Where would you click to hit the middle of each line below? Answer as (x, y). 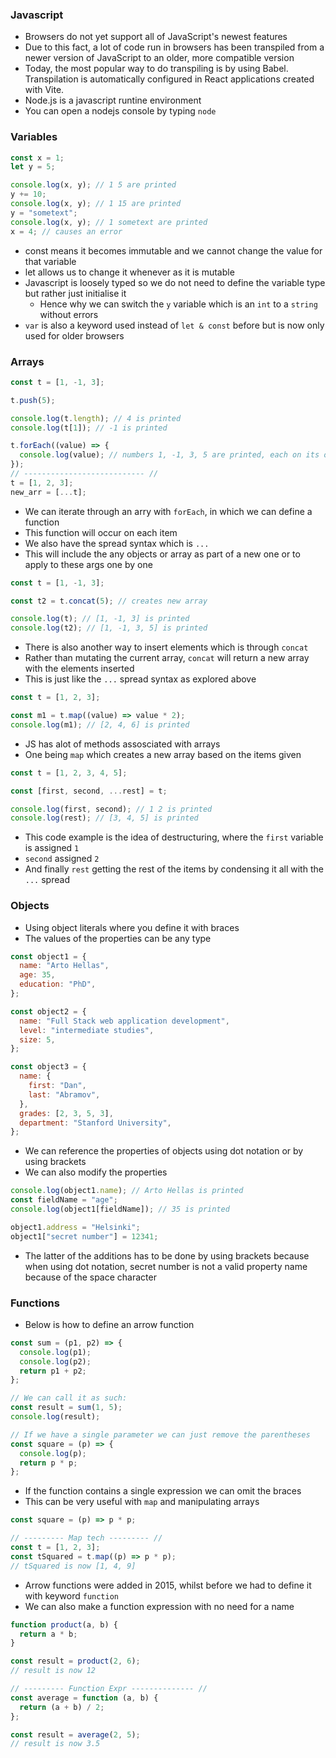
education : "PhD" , (58, 984)
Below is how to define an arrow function (109, 1324)
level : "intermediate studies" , (87, 1030)
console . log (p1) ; (55, 1352)
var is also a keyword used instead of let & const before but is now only (174, 325)
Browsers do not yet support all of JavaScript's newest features (156, 37)
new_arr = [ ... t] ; (48, 492)
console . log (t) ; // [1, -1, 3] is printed (100, 619)
